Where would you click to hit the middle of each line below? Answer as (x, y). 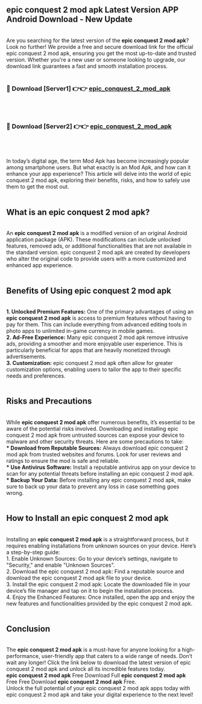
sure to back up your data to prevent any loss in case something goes (93, 486)
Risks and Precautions (49, 401)
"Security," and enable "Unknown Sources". (61, 565)
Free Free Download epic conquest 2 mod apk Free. (71, 682)
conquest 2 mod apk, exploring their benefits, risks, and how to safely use (98, 180)
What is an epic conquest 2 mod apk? (78, 212)
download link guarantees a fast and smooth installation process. (87, 66)
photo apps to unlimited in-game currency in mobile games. (80, 331)
